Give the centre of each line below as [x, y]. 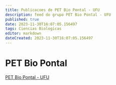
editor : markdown [23, 33]
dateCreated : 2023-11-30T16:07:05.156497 [49, 38]
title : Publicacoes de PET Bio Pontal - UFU [52, 10]
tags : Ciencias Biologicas [33, 29]
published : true [22, 19]
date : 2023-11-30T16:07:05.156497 [41, 24]
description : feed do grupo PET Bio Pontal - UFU [58, 15]
